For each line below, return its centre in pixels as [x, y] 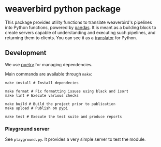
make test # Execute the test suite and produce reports [64, 117]
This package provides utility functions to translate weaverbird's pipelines [79, 22]
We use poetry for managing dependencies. [49, 64]
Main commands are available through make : [49, 74]
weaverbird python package [63, 9]
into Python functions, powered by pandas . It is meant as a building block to [80, 27]
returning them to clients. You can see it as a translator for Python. [71, 38]
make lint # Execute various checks [42, 95]
